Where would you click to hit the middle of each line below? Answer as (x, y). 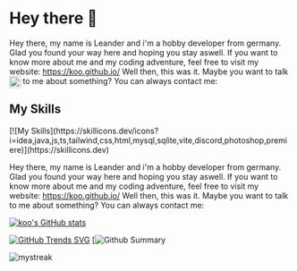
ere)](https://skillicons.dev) (59, 149)
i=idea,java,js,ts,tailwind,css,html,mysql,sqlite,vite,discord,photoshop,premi (148, 140)
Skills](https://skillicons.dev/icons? (95, 131)
